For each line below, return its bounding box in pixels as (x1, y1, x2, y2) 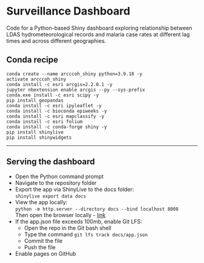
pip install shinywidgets (6, 135, 72, 141)
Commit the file (24, 237, 63, 244)
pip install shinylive (6, 129, 64, 135)
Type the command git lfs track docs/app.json (24, 230, 148, 238)
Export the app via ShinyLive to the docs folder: (15, 185, 135, 193)
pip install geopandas (6, 97, 64, 104)
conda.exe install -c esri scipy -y (6, 92, 99, 98)
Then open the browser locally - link (15, 211, 106, 219)
